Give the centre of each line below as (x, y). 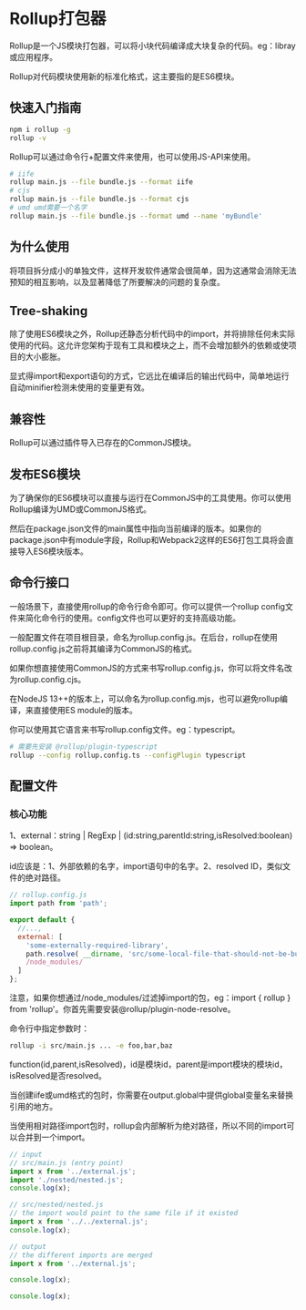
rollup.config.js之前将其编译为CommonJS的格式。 (103, 649)
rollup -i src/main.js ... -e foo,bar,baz (91, 1046)
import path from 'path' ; (58, 904)
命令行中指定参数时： (49, 1029)
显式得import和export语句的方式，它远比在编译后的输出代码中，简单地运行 (149, 376)
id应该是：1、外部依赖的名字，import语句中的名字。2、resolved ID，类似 (146, 866)
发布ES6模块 (45, 474)
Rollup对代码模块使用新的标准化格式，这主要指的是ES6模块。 (124, 76)
